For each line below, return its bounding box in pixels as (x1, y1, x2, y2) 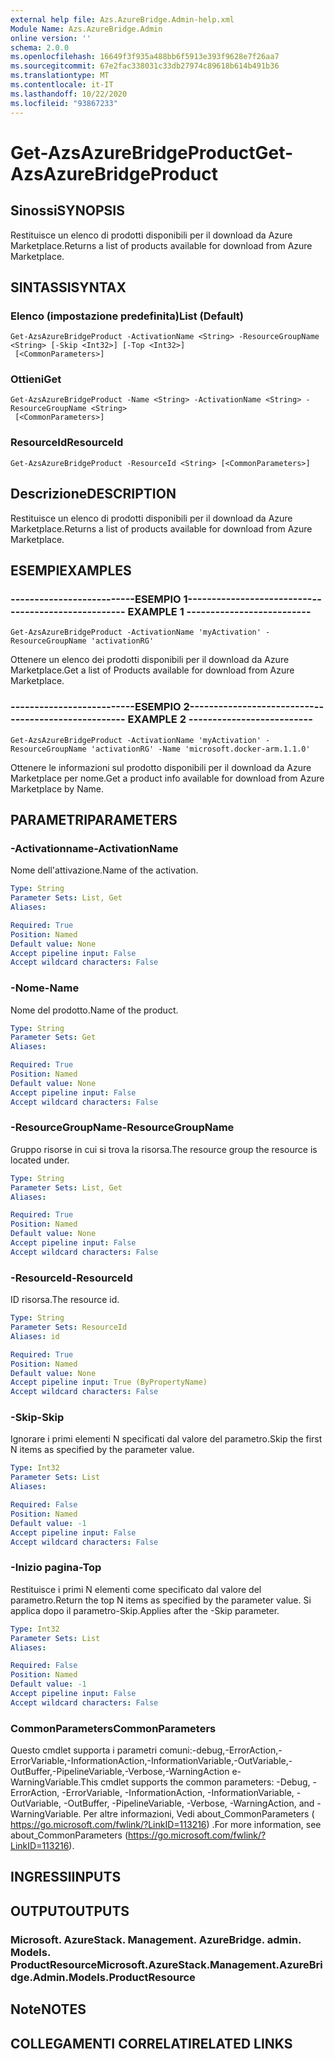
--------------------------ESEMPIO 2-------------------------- (10, 700, 315, 714)
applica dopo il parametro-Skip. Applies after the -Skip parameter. (10, 1604, 280, 1616)
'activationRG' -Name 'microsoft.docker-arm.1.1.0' (90, 744, 311, 754)
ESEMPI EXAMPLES (10, 562, 132, 579)
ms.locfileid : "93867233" (10, 98, 118, 108)
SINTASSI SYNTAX (10, 279, 127, 296)
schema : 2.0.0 (10, 42, 70, 53)
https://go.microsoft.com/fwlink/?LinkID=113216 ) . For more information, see (10, 1819, 322, 1831)
